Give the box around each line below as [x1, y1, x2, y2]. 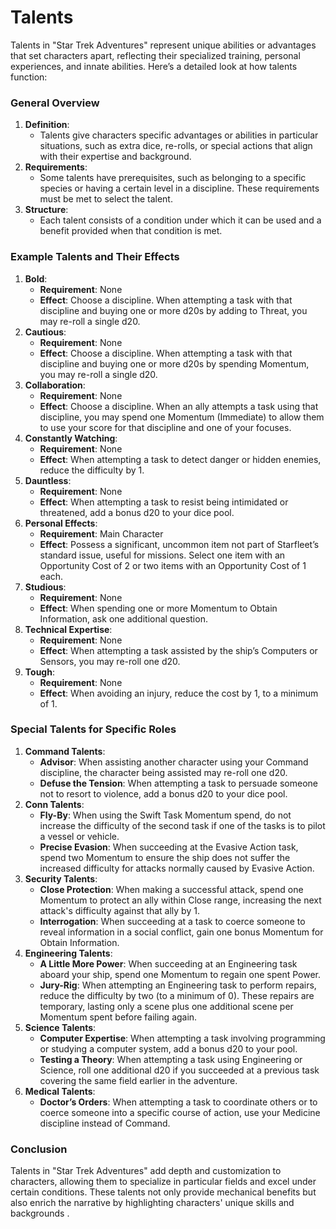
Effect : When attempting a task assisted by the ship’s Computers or [39, 644, 318, 656]
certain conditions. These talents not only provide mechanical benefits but [10, 1186, 317, 1198]
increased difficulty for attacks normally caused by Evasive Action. [39, 862, 315, 874]
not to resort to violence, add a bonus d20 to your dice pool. [39, 787, 288, 800]
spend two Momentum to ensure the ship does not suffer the [39, 851, 291, 863]
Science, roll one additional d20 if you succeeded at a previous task [39, 1064, 320, 1076]
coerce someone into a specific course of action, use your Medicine [39, 1106, 321, 1118]
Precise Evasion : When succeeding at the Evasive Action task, [39, 841, 299, 853]
